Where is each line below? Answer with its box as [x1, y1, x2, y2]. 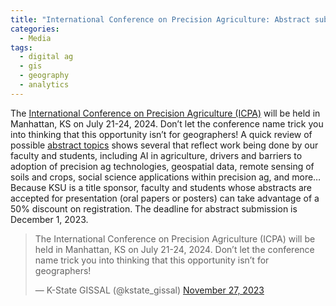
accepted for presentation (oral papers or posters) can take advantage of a [10, 192, 320, 204]
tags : [10, 42, 33, 53]
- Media [19, 33, 52, 43]
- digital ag [19, 52, 74, 62]
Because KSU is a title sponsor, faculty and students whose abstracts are [10, 181, 313, 193]
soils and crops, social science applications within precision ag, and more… [10, 171, 322, 183]
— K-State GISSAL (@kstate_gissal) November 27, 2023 [34, 284, 265, 296]
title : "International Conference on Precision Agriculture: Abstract [10, 14, 311, 25]
